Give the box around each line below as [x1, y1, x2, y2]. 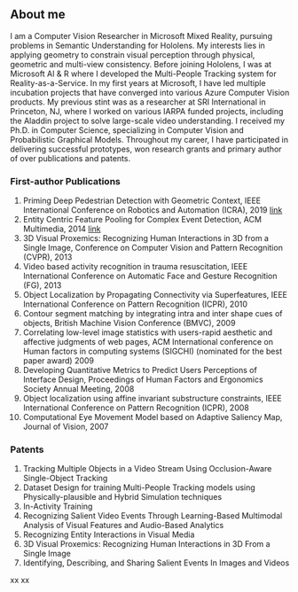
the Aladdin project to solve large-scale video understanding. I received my [10, 115, 286, 126]
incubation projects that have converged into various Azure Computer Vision [10, 87, 290, 97]
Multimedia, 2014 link [22, 223, 101, 234]
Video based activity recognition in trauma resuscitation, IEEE [22, 261, 248, 272]
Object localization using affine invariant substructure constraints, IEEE [22, 393, 282, 404]
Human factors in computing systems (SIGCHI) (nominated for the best [22, 346, 283, 357]
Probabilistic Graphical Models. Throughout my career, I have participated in [10, 134, 289, 144]
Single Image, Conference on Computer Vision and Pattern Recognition [22, 243, 283, 253]
